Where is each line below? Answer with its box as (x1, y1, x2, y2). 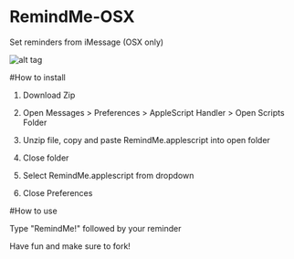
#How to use (9, 205, 58, 216)
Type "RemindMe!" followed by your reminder (9, 223, 182, 233)
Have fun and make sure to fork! (9, 240, 131, 252)
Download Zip (22, 89, 76, 100)
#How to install (9, 71, 66, 83)
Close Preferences (22, 187, 93, 198)
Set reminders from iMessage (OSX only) (9, 36, 164, 47)
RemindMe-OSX (9, 6, 135, 27)
